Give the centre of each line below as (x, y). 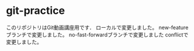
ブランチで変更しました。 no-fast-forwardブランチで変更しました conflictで (97, 34)
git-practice (36, 11)
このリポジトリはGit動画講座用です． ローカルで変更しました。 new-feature (97, 27)
